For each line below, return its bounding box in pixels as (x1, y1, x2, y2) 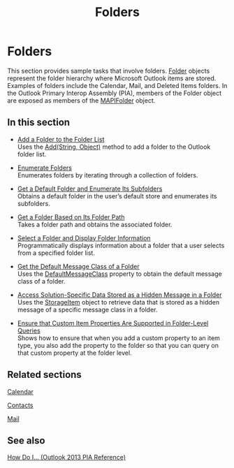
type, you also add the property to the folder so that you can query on (17, 341, 219, 349)
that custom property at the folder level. (17, 349, 132, 357)
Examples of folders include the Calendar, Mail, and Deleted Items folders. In (7, 81, 228, 89)
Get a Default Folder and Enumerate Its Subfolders (17, 184, 163, 193)
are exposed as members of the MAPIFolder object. (7, 96, 156, 105)
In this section (7, 117, 71, 129)
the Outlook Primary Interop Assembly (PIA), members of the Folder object (7, 89, 222, 97)
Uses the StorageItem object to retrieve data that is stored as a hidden (17, 298, 220, 306)
